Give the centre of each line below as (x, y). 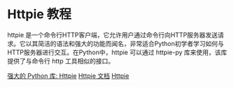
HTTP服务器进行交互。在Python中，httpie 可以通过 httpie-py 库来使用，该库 (117, 52)
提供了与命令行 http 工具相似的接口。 (61, 61)
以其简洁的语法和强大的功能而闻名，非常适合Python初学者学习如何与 (125, 43)
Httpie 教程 (40, 14)
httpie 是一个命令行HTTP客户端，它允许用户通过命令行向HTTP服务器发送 (113, 35)
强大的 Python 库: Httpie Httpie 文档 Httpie (68, 76)
